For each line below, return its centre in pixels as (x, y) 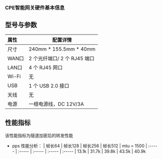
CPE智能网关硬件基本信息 (35, 7)
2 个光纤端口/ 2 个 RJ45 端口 (61, 58)
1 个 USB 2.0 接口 (49, 86)
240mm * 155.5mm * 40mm (62, 49)
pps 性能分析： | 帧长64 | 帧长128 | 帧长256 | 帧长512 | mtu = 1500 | (80, 146)
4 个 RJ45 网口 (46, 68)
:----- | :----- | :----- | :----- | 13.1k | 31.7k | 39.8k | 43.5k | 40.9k (82, 151)
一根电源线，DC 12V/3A (56, 104)
